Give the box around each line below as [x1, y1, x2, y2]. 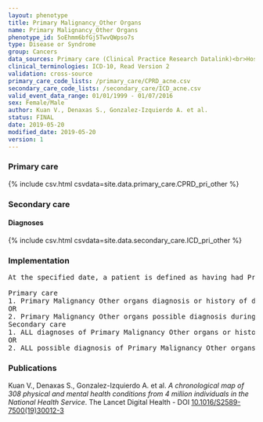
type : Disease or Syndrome [8, 41, 96, 49]
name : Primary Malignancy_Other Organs [8, 26, 139, 34]
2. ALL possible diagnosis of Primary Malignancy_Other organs [8, 344, 256, 353]
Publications [8, 362, 57, 373]
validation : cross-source [8, 70, 92, 78]
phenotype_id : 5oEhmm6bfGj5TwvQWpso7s [8, 33, 135, 42]
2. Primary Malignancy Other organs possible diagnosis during [8, 312, 256, 322]
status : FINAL [8, 114, 55, 122]
